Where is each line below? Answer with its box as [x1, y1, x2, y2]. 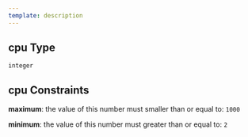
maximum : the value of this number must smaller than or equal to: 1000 [8, 105, 240, 114]
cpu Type [8, 41, 55, 55]
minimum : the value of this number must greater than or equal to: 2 [8, 120, 228, 129]
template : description [8, 11, 83, 20]
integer [8, 62, 34, 70]
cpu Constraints [8, 83, 90, 97]
